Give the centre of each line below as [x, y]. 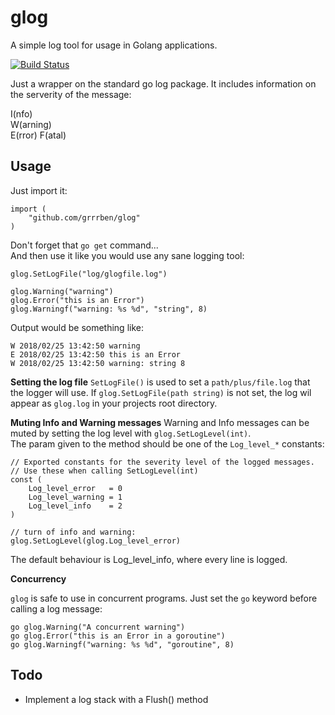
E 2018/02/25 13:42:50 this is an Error [96, 354]
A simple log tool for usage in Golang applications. [114, 45]
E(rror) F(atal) [38, 135]
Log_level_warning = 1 [75, 497]
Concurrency [38, 578]
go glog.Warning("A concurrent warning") [98, 627]
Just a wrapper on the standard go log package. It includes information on [163, 83]
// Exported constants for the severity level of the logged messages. [162, 462]
